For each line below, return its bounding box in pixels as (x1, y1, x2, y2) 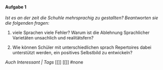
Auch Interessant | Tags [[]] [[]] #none (5, 59, 83, 65)
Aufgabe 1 (5, 4, 26, 10)
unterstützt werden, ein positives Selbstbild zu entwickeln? (12, 50, 133, 56)
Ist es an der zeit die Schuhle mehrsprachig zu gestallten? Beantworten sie (5, 15, 159, 21)
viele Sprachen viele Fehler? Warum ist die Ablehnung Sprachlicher (12, 30, 150, 35)
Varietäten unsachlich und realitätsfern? (12, 35, 94, 41)
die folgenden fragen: (5, 20, 50, 26)
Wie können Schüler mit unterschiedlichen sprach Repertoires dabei (12, 44, 152, 50)
